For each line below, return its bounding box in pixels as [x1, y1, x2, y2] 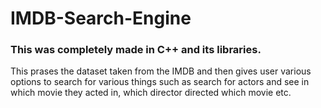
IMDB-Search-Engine [10, 7, 192, 30]
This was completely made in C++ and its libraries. [10, 43, 262, 57]
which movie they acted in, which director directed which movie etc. [10, 87, 292, 99]
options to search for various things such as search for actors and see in [10, 76, 310, 88]
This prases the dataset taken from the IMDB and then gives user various [10, 65, 312, 77]
